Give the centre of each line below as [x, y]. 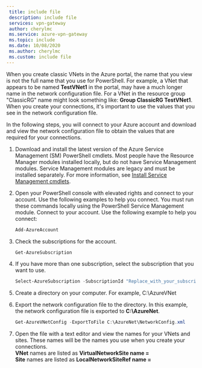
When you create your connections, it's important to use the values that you [100, 106]
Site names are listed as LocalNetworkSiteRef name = [83, 360]
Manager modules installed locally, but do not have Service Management [106, 162]
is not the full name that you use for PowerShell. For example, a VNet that [97, 80]
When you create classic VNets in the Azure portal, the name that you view [99, 74]
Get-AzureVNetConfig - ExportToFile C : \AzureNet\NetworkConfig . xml [100, 322]
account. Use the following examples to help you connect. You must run [104, 199]
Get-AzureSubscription [43, 252]
